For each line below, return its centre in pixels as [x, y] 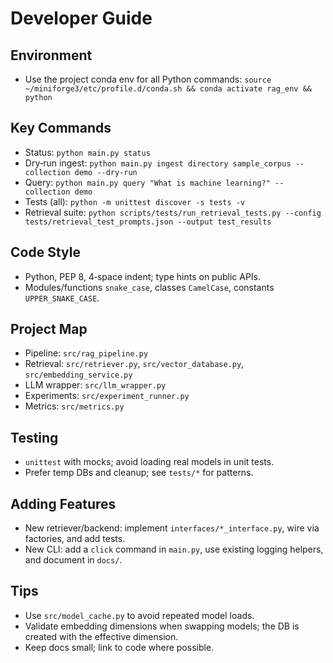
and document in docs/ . [73, 560]
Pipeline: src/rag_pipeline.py [86, 353]
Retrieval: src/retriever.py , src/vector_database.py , [134, 364]
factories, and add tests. [75, 539]
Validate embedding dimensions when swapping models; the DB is [162, 626]
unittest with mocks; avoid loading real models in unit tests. [149, 462]
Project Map [49, 329]
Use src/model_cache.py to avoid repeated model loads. [139, 615]
